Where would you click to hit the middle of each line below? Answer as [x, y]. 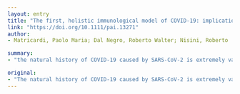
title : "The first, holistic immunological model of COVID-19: [104, 21]
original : [22, 73]
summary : [20, 53]
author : [19, 34]
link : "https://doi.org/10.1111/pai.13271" [73, 27]
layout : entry [29, 14]
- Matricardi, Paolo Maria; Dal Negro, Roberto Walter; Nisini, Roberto [118, 41]
